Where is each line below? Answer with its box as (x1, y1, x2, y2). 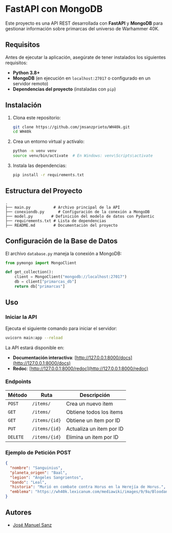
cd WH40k (12, 129, 32, 134)
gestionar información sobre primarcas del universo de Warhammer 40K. (5, 25, 160, 31)
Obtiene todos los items (66, 408, 123, 415)
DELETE (8, 434, 24, 440)
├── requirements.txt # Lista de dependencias (5, 218, 106, 224)
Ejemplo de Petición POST (5, 449, 72, 456)
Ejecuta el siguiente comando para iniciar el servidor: (5, 325, 118, 332)
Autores (5, 508, 32, 517)
